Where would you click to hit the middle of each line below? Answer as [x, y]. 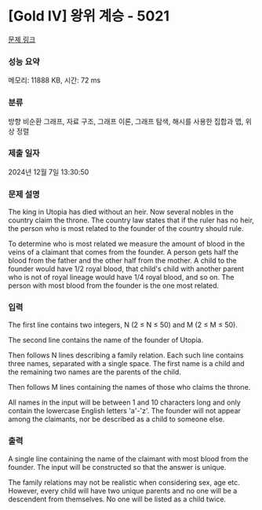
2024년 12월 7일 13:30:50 [49, 172]
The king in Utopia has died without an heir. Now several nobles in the [121, 212]
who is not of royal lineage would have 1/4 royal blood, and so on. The [121, 277]
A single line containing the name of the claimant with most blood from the [128, 459]
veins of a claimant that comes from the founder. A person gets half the [124, 252]
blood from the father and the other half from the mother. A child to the [122, 261]
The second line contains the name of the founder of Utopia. [106, 340]
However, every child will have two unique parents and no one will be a [123, 490]
